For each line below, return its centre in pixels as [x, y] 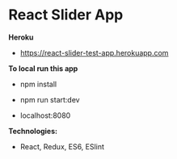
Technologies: [33, 131]
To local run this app [43, 68]
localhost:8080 [45, 115]
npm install [38, 84]
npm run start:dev [50, 99]
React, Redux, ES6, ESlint [62, 146]
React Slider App [66, 15]
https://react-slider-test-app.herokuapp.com [94, 52]
